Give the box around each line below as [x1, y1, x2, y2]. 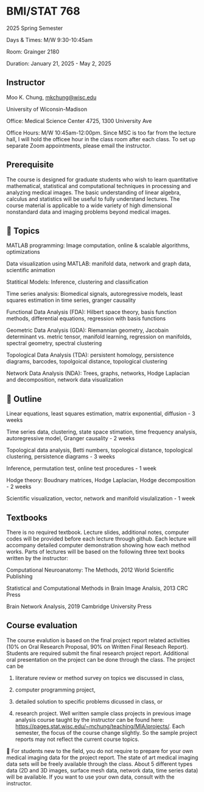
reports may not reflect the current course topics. [15, 735, 139, 743]
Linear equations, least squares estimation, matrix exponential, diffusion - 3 [6, 410, 196, 418]
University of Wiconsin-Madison [6, 105, 87, 113]
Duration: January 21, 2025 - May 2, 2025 [6, 60, 111, 67]
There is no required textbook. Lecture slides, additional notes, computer [6, 528, 189, 536]
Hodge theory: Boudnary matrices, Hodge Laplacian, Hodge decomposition [6, 477, 196, 484]
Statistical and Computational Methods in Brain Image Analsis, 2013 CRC [6, 584, 189, 592]
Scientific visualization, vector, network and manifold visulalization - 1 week [6, 495, 195, 502]
